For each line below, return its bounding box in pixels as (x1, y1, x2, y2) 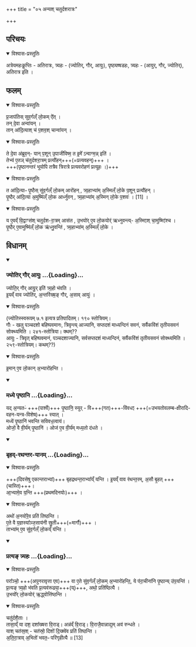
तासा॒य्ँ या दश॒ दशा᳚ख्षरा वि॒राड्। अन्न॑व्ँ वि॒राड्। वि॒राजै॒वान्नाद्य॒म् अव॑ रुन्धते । (6, 621, 140, 628)
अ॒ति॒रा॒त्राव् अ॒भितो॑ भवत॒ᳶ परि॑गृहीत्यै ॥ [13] (6, 634, 83, 641)
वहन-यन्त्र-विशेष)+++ (6, 411, 48, 418)
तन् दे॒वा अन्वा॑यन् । (6, 119, 41, 126)
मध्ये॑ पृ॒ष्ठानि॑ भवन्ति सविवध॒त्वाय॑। (6, 418, 66, 425)
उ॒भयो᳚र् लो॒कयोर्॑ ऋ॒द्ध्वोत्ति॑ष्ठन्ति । (6, 591, 67, 598)
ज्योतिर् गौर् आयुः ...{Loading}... (6, 271, 84, 279)
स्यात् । (49, 411, 64, 418)
